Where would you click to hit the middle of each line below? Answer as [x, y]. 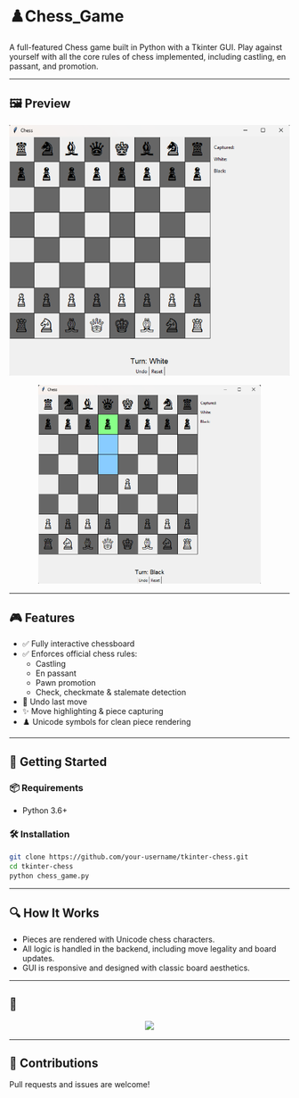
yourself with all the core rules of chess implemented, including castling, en [148, 56]
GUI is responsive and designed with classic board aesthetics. [136, 968]
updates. [38, 958]
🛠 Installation [40, 834]
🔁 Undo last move [54, 702]
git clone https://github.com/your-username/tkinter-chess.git [129, 857]
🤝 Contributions [54, 1063]
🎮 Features [42, 617]
